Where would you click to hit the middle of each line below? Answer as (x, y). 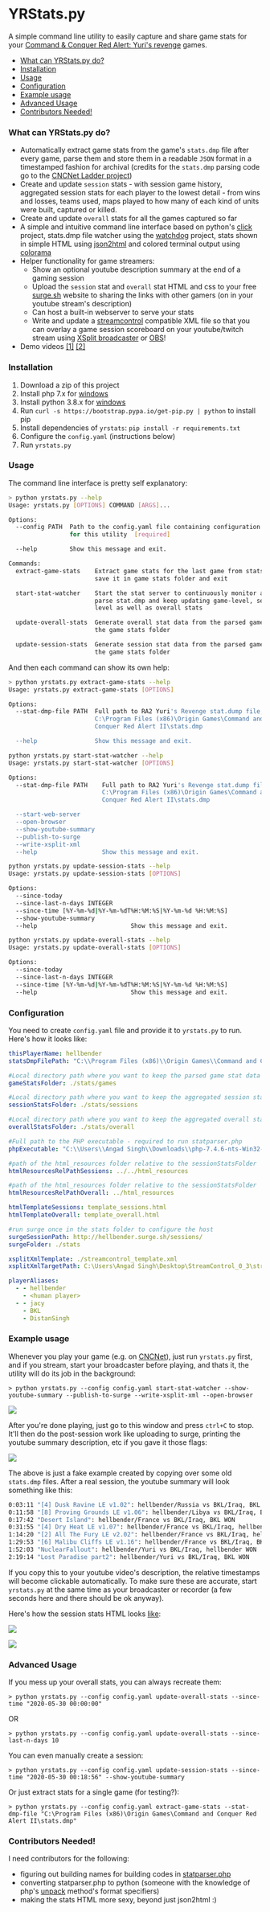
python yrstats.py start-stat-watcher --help (86, 755)
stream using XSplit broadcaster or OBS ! (99, 338)
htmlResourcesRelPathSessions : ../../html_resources (98, 1171)
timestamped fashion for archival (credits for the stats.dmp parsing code (140, 167)
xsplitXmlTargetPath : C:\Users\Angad (72, 1266)
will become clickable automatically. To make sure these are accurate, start (133, 1581)
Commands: (25, 564)
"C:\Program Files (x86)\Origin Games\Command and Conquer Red (149, 1814)
